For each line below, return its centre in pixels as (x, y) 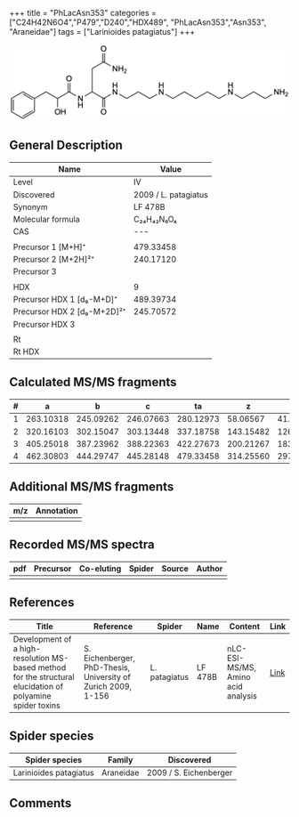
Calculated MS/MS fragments (93, 382)
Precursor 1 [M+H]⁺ (49, 247)
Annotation (57, 511)
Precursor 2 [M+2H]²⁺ (54, 259)
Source (175, 569)
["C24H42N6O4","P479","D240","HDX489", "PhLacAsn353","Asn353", (138, 22)
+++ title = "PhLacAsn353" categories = (83, 13)
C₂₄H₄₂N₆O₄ (155, 219)
